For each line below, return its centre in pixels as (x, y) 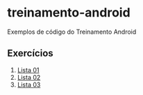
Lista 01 (28, 70)
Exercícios (30, 53)
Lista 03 (29, 85)
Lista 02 (29, 77)
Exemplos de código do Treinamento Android (72, 32)
